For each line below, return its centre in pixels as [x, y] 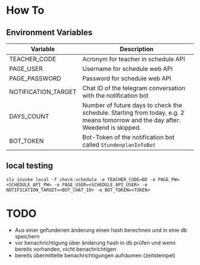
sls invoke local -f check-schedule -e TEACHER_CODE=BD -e [81, 179]
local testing [30, 166]
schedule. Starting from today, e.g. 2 [133, 113]
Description [137, 49]
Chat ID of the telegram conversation [134, 88]
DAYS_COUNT [29, 116]
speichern [27, 236]
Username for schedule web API [128, 69]
